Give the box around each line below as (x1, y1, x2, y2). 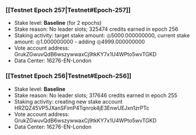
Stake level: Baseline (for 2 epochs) (14, 20, 102, 27)
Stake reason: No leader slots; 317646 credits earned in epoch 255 (14, 92, 178, 99)
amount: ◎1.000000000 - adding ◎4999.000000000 (14, 38, 146, 46)
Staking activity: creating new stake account (14, 98, 123, 105)
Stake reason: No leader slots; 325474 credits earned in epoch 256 (14, 25, 179, 33)
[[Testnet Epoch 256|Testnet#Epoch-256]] (5, 72, 131, 80)
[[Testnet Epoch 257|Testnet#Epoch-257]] (5, 6, 131, 14)
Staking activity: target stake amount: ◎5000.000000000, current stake (14, 32, 190, 39)
